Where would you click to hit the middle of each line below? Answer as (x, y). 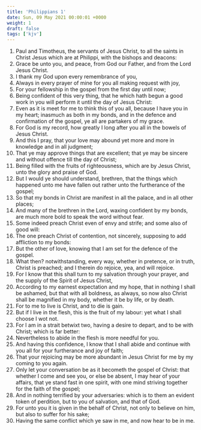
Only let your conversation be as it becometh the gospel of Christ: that (102, 370)
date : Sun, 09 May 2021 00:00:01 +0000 (57, 17)
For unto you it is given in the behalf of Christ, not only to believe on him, (105, 408)
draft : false (23, 28)
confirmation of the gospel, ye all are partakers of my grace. (90, 121)
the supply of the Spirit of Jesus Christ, (64, 281)
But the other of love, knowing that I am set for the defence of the (96, 249)
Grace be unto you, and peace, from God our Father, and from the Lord (103, 64)
